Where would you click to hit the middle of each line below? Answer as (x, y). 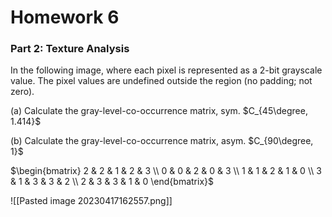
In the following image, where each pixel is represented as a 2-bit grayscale (166, 70)
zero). (22, 92)
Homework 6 (65, 17)
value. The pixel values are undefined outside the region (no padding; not (161, 81)
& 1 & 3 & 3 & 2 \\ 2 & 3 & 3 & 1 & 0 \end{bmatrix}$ (112, 182)
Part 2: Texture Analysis (70, 49)
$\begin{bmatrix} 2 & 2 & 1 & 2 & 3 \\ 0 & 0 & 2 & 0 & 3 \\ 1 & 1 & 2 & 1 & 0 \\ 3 (166, 171)
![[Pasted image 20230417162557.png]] (91, 201)
